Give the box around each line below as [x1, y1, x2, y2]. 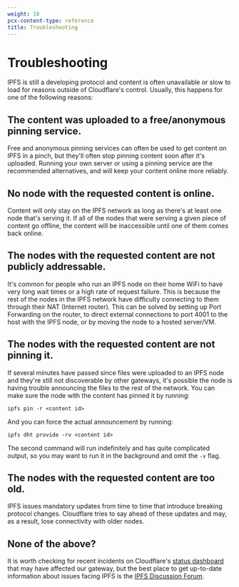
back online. [7, 229, 44, 238]
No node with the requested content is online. [7, 187, 215, 200]
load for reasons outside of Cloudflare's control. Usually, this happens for [7, 86, 223, 94]
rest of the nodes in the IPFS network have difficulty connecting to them [7, 295, 219, 303]
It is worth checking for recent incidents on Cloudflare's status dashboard [7, 557, 224, 566]
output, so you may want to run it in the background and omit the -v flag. [7, 451, 221, 460]
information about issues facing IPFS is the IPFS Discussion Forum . [7, 572, 205, 581]
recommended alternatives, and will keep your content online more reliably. [7, 167, 229, 175]
